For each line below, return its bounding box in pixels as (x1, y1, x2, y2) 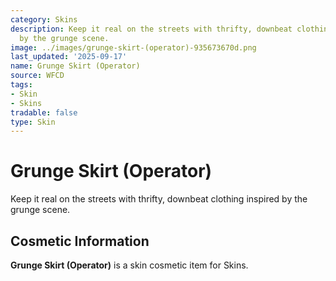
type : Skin (10, 117, 56, 127)
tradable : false (10, 107, 78, 118)
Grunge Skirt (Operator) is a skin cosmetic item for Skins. (10, 259, 249, 271)
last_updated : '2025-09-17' (10, 52, 128, 62)
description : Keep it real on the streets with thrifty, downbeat (10, 24, 293, 34)
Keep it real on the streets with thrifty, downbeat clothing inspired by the (10, 193, 308, 205)
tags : (10, 80, 33, 90)
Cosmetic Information (10, 232, 150, 250)
